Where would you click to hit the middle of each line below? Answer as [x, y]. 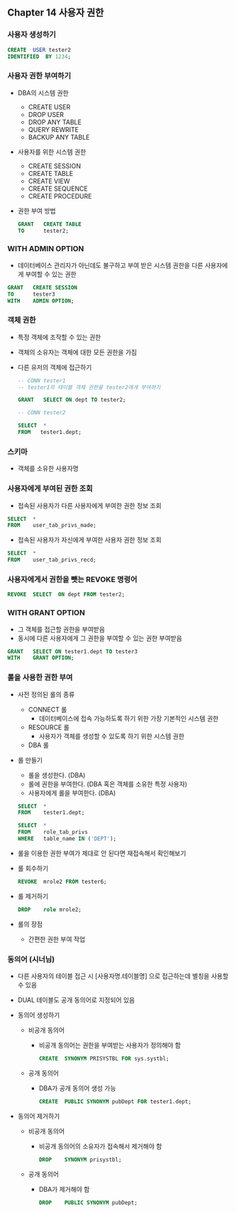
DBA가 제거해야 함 [64, 1189]
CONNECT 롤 [47, 709]
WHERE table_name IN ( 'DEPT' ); [67, 839]
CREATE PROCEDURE [60, 196]
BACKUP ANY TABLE [59, 137]
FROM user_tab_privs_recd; [52, 560]
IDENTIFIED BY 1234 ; [39, 56]
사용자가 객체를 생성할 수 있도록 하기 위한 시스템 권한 [112, 736]
